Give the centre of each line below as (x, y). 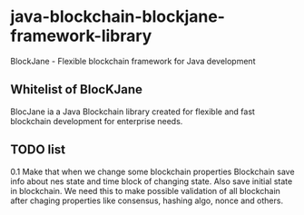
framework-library (81, 36)
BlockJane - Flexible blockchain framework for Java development (133, 61)
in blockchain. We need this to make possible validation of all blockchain (145, 191)
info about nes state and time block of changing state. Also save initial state (152, 181)
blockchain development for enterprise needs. (97, 121)
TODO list (38, 150)
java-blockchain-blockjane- (118, 17)
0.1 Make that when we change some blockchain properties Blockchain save (152, 171)
